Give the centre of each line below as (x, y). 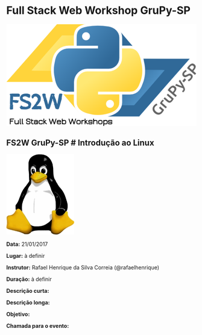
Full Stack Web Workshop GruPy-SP (99, 11)
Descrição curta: (28, 290)
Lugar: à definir (26, 255)
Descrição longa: (28, 302)
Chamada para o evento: (38, 325)
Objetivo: (18, 314)
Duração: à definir (29, 279)
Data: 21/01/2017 (27, 244)
